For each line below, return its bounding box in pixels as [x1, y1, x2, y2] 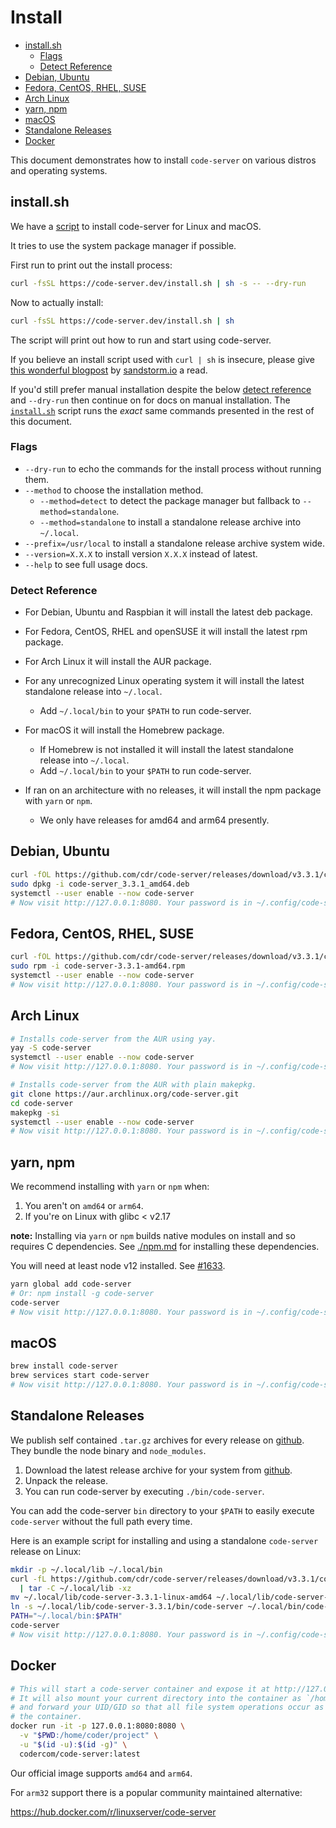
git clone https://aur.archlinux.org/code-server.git [10, 1089, 240, 1099]
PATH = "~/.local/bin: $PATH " [10, 1611, 123, 1621]
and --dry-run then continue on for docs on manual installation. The [10, 394, 291, 406]
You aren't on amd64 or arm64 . [24, 1200, 144, 1212]
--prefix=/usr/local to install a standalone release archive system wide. [24, 537, 325, 549]
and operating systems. [10, 164, 108, 176]
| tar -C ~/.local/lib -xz [19, 1583, 132, 1593]
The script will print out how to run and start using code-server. [10, 334, 272, 346]
